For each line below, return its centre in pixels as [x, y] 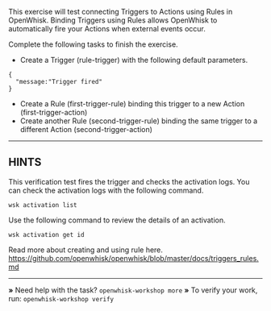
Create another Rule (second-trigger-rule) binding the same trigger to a [139, 121]
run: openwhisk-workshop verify [61, 298]
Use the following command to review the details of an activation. [117, 220]
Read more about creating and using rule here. [86, 250]
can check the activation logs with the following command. [106, 190]
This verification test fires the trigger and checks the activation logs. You [129, 181]
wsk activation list [43, 205]
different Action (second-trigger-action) [86, 129]
